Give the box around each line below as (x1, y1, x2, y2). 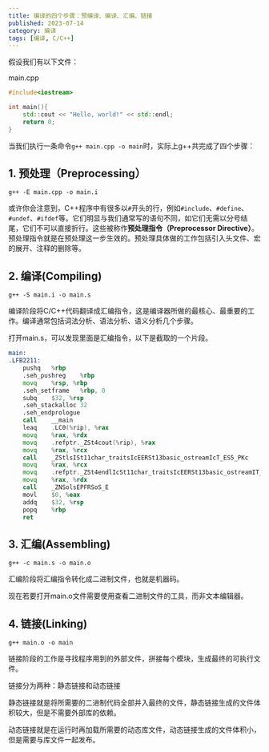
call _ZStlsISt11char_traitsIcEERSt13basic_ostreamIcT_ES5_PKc (22, 454, 249, 462)
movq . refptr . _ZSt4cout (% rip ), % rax (22, 439, 156, 447)
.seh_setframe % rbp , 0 (22, 386, 106, 394)
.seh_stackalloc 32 (22, 402, 88, 410)
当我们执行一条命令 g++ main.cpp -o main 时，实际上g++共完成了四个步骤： (8, 141, 255, 151)
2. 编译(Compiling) (8, 269, 102, 283)
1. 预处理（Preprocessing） (8, 167, 147, 180)
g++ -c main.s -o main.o (8, 559, 91, 568)
